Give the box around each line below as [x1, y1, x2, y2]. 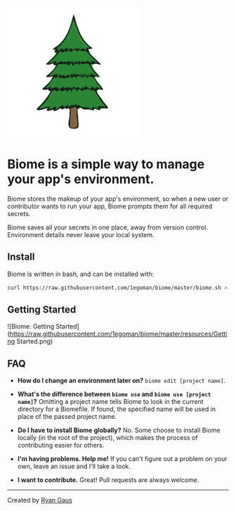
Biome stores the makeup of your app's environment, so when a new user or [7, 194, 229, 203]
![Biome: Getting [7, 322, 55, 331]
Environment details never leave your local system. [7, 230, 155, 239]
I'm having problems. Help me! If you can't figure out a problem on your [17, 455, 228, 463]
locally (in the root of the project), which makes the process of [17, 434, 198, 442]
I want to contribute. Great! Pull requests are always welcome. [17, 476, 199, 484]
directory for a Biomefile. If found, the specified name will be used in [17, 405, 216, 413]
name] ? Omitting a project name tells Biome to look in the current [17, 398, 204, 406]
